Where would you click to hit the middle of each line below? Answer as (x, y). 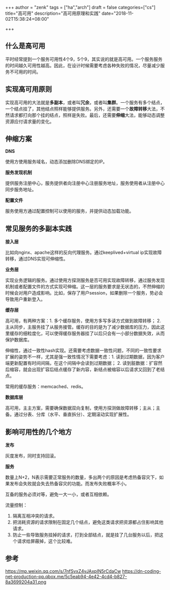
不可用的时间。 (25, 72)
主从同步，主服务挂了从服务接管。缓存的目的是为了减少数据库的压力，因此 (83, 327)
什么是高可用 (25, 46)
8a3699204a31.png (26, 582)
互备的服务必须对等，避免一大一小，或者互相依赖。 (58, 494)
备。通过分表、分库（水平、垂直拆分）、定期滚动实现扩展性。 (68, 414)
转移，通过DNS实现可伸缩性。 (37, 259)
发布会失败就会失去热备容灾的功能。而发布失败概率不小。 (69, 484)
